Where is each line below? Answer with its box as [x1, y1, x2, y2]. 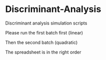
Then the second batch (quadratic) [5, 39, 78, 45]
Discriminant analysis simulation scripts [5, 20, 87, 26]
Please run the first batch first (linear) [5, 29, 83, 35]
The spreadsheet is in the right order [5, 49, 82, 55]
